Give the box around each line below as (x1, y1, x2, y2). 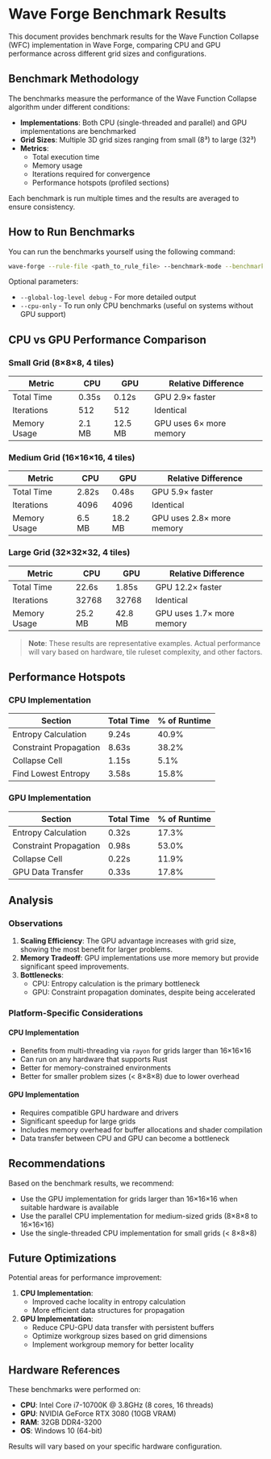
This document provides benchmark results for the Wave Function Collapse (8, 31, 260, 41)
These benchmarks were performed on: (8, 1385, 141, 1394)
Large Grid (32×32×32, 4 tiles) (8, 547, 131, 558)
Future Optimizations (8, 1251, 117, 1265)
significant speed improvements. (19, 961, 129, 972)
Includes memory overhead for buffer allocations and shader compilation (19, 1124, 263, 1134)
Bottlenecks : (19, 970, 65, 980)
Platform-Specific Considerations (8, 1007, 144, 1019)
